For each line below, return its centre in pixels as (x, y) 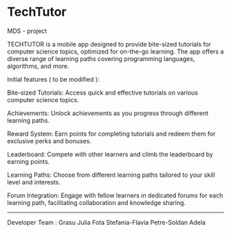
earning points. (29, 161)
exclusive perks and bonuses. (49, 140)
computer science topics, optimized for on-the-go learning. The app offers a (115, 51)
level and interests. (34, 182)
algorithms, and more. (38, 66)
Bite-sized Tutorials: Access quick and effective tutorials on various (102, 93)
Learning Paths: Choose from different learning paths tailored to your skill (111, 175)
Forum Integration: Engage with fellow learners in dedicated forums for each (115, 195)
